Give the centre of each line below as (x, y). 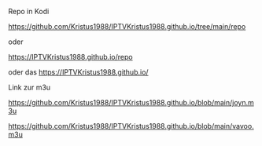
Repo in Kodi (29, 11)
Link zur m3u (30, 87)
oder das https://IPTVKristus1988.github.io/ (78, 72)
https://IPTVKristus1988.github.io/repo (70, 57)
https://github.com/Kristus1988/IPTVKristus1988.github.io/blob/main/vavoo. (131, 126)
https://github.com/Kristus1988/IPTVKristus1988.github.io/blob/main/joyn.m (131, 102)
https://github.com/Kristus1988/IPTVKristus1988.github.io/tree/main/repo (127, 26)
